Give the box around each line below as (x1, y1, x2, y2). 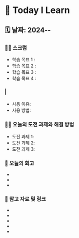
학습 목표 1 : (11, 56, 35, 62)
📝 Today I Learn (4, 5, 70, 16)
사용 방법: (11, 107, 31, 113)
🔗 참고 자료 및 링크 (4, 195, 46, 202)
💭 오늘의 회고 (4, 160, 34, 167)
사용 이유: (11, 101, 31, 107)
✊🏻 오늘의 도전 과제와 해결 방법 (4, 121, 74, 128)
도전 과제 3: (11, 146, 35, 152)
